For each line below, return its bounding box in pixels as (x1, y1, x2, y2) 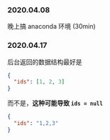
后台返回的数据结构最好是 (7, 57, 82, 66)
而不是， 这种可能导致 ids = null (7, 99, 103, 108)
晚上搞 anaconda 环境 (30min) (7, 22, 96, 31)
